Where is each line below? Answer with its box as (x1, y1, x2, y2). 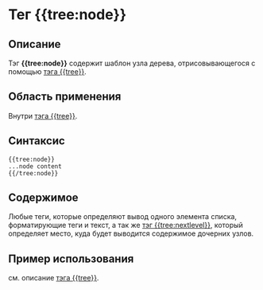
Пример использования (8, 252, 134, 265)
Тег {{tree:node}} (8, 6, 127, 24)
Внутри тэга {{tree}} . (8, 111, 78, 120)
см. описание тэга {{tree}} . (8, 273, 99, 283)
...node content (8, 162, 62, 170)
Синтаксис (8, 134, 65, 148)
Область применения (8, 90, 122, 104)
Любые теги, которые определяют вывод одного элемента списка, (8, 212, 237, 221)
